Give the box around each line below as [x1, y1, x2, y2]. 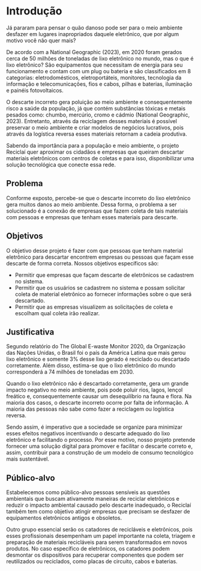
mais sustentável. [6, 455, 50, 463]
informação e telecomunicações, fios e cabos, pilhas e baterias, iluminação [6, 80, 193, 88]
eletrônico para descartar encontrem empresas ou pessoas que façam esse [6, 253, 194, 261]
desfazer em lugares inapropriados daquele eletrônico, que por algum [6, 30, 179, 37]
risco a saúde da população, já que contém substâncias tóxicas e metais [6, 104, 186, 112]
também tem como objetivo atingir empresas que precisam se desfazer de [6, 508, 190, 515]
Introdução [6, 4, 62, 18]
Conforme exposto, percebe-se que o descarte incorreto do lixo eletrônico [6, 194, 191, 202]
